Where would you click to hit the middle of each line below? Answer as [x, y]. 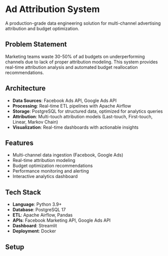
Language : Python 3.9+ [37, 204]
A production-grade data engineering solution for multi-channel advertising [83, 23]
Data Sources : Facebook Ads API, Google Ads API [64, 100]
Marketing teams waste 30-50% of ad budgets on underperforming [75, 56]
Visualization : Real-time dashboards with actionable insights [75, 127]
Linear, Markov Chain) [35, 122]
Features [19, 143]
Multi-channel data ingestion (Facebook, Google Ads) [68, 155]
